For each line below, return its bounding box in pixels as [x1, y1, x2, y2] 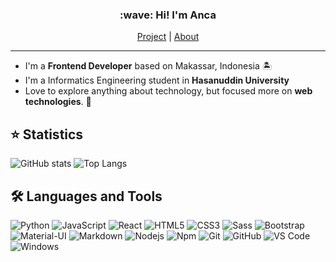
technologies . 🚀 [24, 96, 92, 108]
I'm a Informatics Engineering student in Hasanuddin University [24, 74, 290, 87]
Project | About [136, 31, 200, 43]
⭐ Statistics [10, 126, 84, 143]
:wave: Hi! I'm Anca [119, 8, 217, 22]
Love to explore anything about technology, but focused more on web [24, 85, 313, 97]
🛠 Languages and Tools [10, 188, 163, 205]
